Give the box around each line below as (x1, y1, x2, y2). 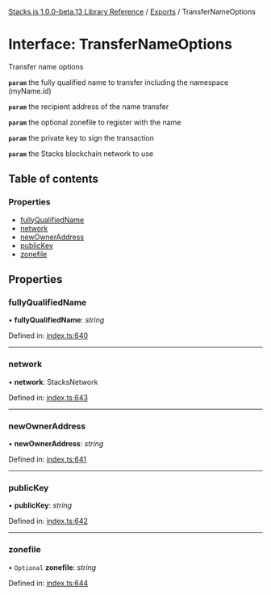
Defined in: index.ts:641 (8, 454, 87, 464)
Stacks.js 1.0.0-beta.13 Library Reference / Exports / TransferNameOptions (8, 7, 256, 16)
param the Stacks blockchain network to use (8, 149, 154, 158)
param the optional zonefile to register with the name (8, 117, 181, 127)
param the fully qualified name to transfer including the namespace (8, 77, 229, 87)
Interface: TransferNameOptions (8, 36, 232, 53)
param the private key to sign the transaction (8, 133, 155, 142)
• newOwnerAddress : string (8, 438, 104, 448)
